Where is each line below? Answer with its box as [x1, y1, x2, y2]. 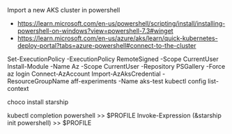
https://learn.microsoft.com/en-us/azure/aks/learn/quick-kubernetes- [17, 34, 218, 42]
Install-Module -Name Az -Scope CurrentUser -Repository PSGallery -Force [7, 62, 226, 70]
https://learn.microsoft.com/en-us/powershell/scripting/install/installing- [17, 19, 226, 27]
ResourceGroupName [7, 77, 70, 85]
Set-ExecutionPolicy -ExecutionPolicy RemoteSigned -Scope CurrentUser [7, 55, 219, 63]
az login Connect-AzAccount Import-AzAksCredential [7, 69, 162, 78]
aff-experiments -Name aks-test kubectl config [70, 77, 207, 85]
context [7, 85, 29, 92]
